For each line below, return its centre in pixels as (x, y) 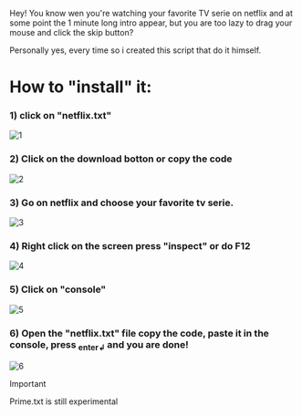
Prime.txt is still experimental (64, 401)
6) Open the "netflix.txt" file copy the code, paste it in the (139, 333)
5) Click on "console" (58, 289)
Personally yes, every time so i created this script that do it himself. (135, 50)
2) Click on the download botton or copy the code (121, 159)
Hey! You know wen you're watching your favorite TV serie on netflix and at (151, 13)
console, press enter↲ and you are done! (99, 345)
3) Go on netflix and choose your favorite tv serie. (122, 203)
